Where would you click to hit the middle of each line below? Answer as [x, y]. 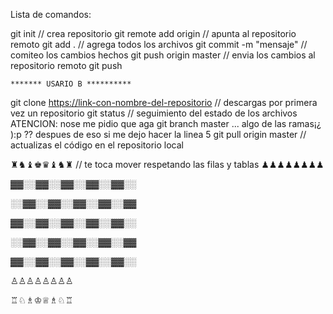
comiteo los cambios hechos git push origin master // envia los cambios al [163, 55]
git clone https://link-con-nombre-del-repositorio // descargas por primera [164, 102]
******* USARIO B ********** [71, 84]
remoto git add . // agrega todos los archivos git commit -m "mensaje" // [159, 44]
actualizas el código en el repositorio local [97, 145]
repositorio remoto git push [66, 65]
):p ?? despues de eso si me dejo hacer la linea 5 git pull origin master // [158, 134]
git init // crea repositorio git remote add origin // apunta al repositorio [153, 33]
